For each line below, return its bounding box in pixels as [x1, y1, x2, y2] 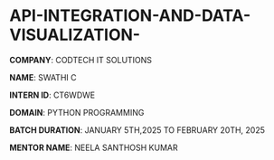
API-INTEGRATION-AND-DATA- [9, 5, 251, 26]
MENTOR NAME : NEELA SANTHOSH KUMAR [9, 142, 178, 153]
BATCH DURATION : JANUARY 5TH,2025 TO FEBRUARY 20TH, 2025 [9, 124, 265, 136]
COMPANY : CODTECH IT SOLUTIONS [9, 54, 152, 65]
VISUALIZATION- [9, 24, 141, 45]
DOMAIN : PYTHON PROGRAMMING [9, 107, 145, 118]
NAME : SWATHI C [9, 71, 77, 82]
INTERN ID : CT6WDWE [9, 89, 96, 100]
